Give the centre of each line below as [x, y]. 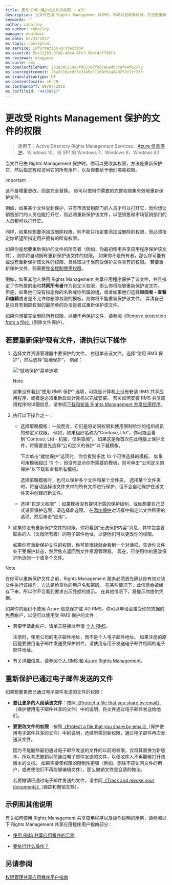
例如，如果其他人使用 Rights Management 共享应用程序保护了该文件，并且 [84, 279]
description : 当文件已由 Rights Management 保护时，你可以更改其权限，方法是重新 [86, 15]
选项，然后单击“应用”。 [45, 517]
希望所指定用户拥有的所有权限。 [48, 238]
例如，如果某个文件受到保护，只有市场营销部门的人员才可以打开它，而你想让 [86, 208]
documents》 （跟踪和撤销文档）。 [47, 787]
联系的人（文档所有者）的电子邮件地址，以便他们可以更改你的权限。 [84, 534]
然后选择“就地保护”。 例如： [53, 360]
